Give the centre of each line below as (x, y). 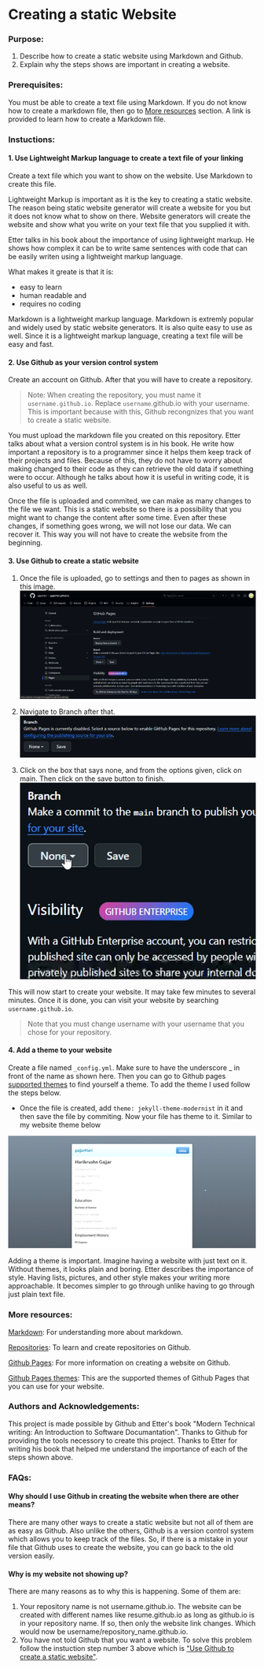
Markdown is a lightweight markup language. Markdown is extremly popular (131, 319)
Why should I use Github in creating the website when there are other (124, 1496)
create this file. (32, 184)
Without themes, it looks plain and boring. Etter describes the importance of (131, 1269)
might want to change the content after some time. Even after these (117, 518)
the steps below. (35, 1092)
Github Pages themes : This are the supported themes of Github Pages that (129, 1377)
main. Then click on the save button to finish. (92, 779)
